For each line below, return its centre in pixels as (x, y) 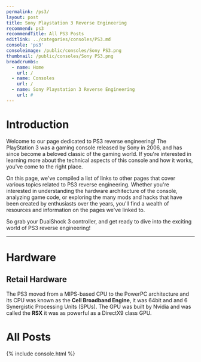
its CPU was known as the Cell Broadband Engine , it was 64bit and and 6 (97, 300)
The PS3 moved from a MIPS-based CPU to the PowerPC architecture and (98, 294)
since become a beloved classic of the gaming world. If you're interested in (99, 154)
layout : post (22, 17)
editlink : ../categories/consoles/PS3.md (59, 39)
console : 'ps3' (25, 45)
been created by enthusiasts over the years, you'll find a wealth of (88, 203)
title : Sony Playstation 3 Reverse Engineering (67, 23)
